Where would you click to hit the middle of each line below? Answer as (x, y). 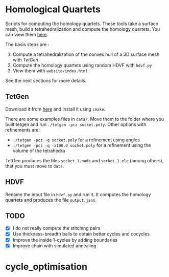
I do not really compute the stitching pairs (56, 228)
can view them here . (27, 34)
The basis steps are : (27, 44)
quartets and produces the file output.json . (51, 200)
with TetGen (25, 59)
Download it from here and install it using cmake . (55, 109)
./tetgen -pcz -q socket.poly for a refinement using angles (76, 140)
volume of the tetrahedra (39, 151)
